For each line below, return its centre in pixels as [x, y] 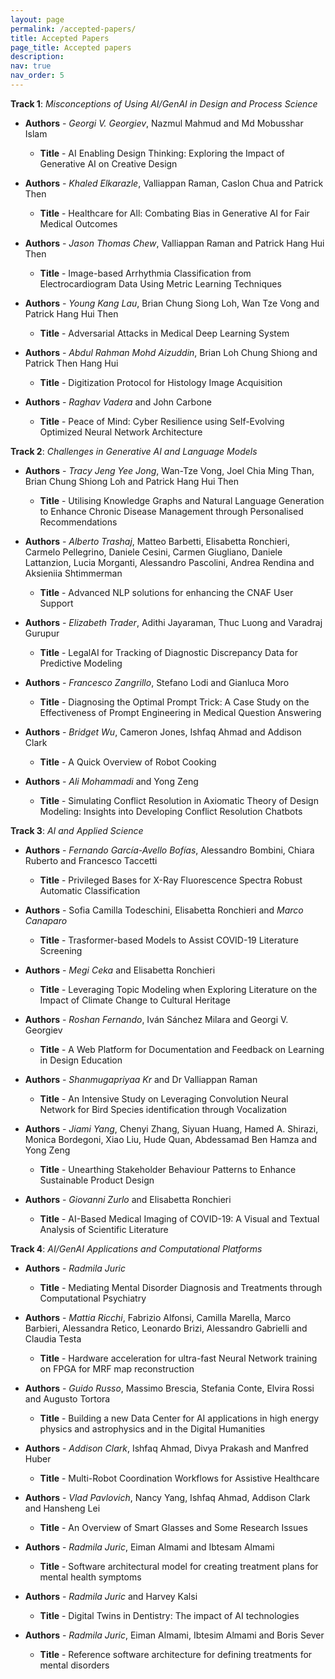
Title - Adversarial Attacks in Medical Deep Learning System [164, 333]
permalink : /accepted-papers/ [73, 29]
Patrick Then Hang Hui [71, 363]
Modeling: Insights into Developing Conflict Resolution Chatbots [171, 811]
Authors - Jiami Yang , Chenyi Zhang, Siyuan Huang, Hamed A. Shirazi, [171, 1128]
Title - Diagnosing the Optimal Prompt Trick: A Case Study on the [174, 702]
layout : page [37, 19]
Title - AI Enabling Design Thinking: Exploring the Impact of [162, 153]
